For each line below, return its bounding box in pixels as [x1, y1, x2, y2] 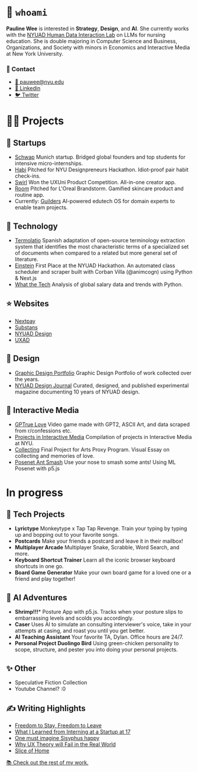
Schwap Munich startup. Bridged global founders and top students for [14, 153, 186, 161]
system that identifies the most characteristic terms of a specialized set [14, 243, 189, 251]
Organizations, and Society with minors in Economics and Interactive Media [6, 44, 190, 51]
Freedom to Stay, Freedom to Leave [14, 722, 102, 729]
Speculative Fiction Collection [14, 679, 87, 686]
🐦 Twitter [14, 91, 40, 98]
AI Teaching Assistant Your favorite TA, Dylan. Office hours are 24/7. [14, 633, 184, 640]
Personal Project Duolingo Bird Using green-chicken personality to [14, 640, 179, 647]
